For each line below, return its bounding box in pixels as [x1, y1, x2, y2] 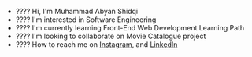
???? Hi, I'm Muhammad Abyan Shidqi [15, 7, 139, 16]
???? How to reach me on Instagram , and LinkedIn [15, 40, 178, 49]
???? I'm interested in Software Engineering [15, 15, 157, 24]
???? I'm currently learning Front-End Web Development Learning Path [15, 23, 245, 32]
